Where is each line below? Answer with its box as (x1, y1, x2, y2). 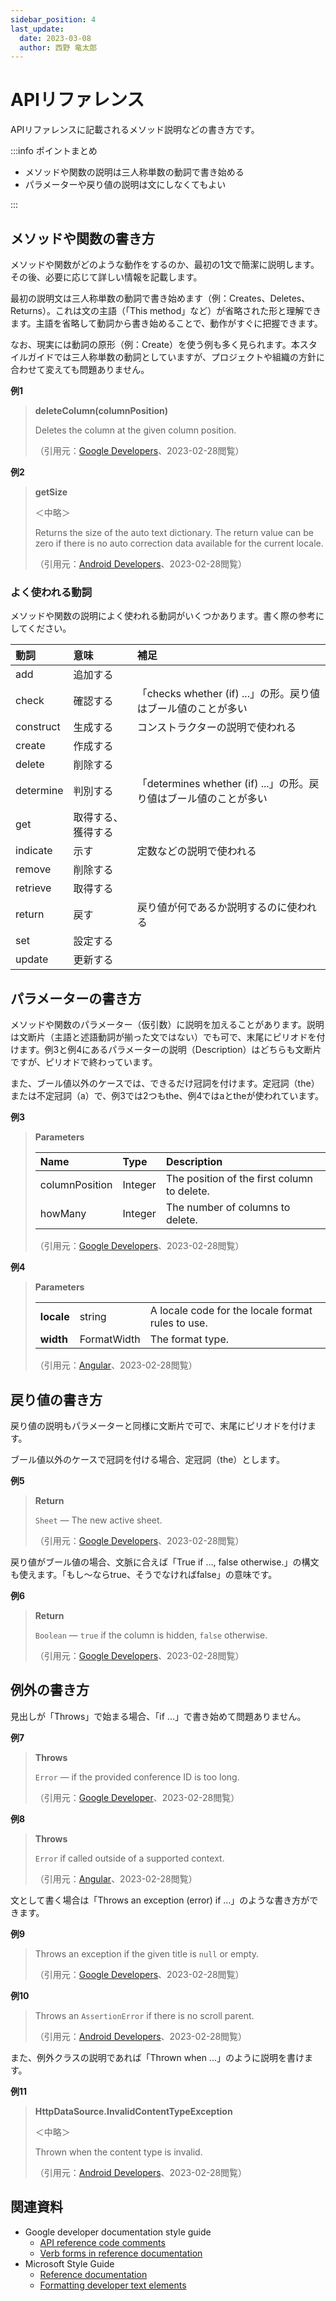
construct (15, 720, 61, 734)
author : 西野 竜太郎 (19, 42, 98, 53)
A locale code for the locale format (149, 1304, 313, 1318)
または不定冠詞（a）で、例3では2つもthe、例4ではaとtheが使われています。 (10, 1090, 324, 1102)
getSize (34, 486, 68, 498)
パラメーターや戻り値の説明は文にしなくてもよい (24, 179, 227, 191)
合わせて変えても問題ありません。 (10, 364, 150, 375)
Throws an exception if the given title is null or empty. (34, 1947, 260, 1960)
